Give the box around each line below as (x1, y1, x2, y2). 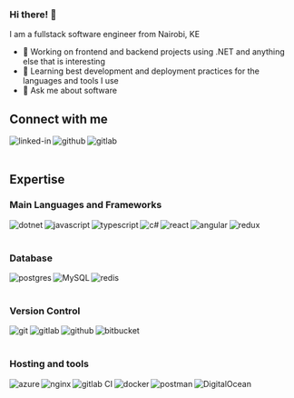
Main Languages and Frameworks (9, 199, 162, 212)
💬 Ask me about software (22, 85, 118, 96)
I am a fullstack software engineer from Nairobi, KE (9, 29, 201, 40)
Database (9, 252, 53, 264)
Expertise (9, 172, 65, 187)
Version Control (9, 304, 81, 317)
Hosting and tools (9, 358, 89, 371)
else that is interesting (22, 56, 106, 67)
